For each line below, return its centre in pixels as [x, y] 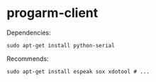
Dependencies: [29, 33]
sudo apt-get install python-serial [61, 45]
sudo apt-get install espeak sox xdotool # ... [78, 71]
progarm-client [52, 13]
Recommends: [28, 59]
